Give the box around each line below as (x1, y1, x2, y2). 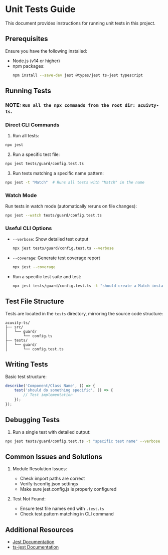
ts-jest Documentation (12, 544, 59, 550)
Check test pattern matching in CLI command (20, 511, 114, 517)
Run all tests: (12, 133, 39, 139)
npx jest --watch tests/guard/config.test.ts (5, 213, 102, 218)
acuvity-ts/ (5, 320, 30, 325)
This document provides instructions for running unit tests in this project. (5, 20, 155, 26)
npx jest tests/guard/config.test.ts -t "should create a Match (12, 283, 150, 289)
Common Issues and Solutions (5, 453, 103, 461)
